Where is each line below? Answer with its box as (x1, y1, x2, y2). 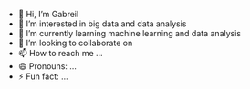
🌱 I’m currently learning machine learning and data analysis (17, 28, 242, 38)
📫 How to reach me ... (17, 48, 103, 58)
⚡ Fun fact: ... (17, 71, 68, 82)
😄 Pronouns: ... (17, 61, 78, 72)
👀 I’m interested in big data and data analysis (17, 18, 187, 29)
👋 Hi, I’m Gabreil (17, 9, 79, 19)
